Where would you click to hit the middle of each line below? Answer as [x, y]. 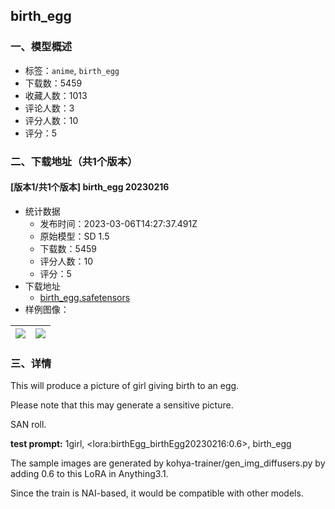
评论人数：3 [49, 108]
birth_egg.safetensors [85, 297]
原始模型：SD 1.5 [74, 236]
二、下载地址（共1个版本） [74, 161]
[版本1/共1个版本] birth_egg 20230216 [90, 187]
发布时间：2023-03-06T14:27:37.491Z [118, 223]
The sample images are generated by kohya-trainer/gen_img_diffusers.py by [168, 463]
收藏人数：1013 [56, 95]
